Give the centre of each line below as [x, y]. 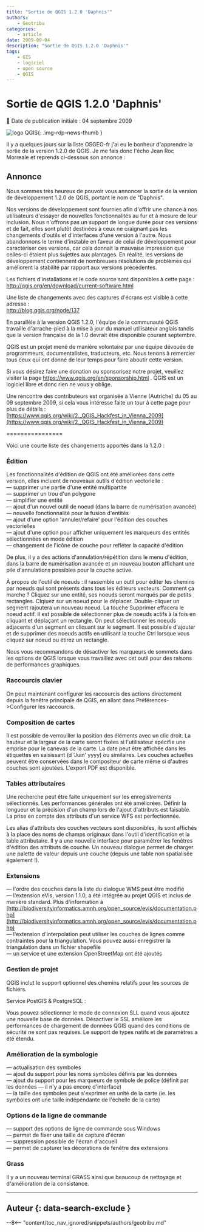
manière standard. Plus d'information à [55, 902]
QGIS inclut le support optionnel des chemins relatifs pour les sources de [98, 982]
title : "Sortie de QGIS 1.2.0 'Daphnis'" [59, 12]
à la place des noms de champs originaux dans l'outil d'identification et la [98, 834]
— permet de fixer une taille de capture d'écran [66, 1135]
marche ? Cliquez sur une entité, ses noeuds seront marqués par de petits [99, 595]
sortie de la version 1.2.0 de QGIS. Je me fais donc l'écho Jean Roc [90, 151]
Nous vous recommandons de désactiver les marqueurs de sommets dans [99, 652]
